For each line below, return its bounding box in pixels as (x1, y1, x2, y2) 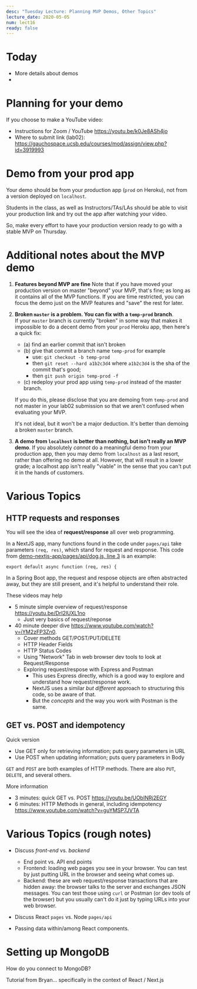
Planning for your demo (6, 97, 123, 110)
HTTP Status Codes (23, 647, 72, 654)
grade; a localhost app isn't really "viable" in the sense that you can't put (14, 463, 191, 470)
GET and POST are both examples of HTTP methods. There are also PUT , (6, 765, 176, 772)
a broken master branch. (14, 426, 74, 433)
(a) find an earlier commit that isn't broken (23, 341, 126, 348)
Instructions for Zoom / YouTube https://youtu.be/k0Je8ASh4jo (14, 128, 168, 135)
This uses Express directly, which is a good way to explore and (32, 672, 185, 679)
